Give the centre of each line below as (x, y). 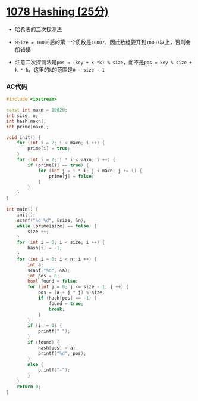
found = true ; (66, 303)
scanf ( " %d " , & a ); (49, 270)
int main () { (22, 209)
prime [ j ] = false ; (71, 176)
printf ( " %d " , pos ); (62, 353)
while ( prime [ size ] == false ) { (57, 226)
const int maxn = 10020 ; (37, 110)
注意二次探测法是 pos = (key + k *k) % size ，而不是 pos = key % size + (103, 62)
